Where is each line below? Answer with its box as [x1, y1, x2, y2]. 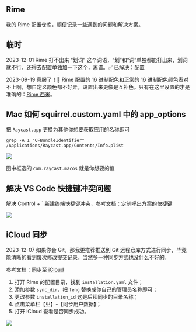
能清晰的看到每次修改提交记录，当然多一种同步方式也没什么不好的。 [6, 254, 170, 261]
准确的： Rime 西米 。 [6, 91, 55, 98]
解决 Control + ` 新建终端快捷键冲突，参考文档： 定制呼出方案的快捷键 [6, 200, 173, 207]
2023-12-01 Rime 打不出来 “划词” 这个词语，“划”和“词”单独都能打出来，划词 [6, 56, 188, 63]
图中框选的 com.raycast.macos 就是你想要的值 [6, 165, 115, 172]
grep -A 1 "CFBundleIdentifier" [6, 137, 85, 144]
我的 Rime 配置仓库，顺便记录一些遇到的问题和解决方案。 [6, 20, 144, 28]
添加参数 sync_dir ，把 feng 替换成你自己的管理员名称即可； [14, 286, 158, 293]
